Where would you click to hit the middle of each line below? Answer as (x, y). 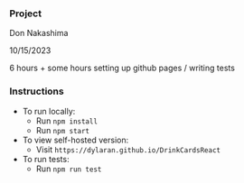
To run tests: (46, 159)
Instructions (37, 91)
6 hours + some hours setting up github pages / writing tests (122, 68)
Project (26, 14)
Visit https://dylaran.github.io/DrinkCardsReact (128, 149)
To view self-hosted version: (75, 140)
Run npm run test (69, 169)
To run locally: (49, 111)
